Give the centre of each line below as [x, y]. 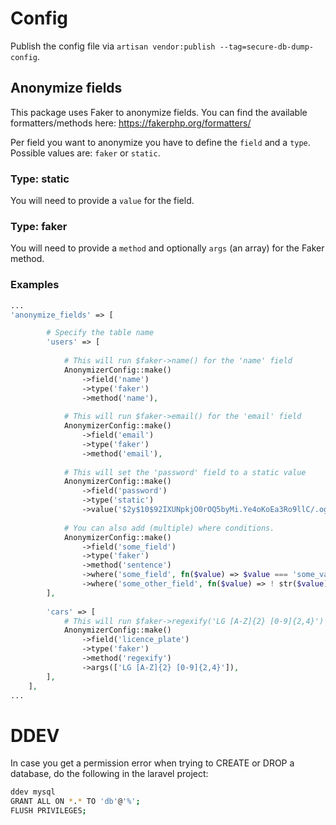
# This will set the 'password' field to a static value [185, 472]
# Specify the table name [100, 333]
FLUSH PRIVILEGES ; [48, 811]
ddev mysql [33, 792]
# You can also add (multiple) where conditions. [169, 528]
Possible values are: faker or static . [85, 153]
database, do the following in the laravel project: [109, 774]
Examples [35, 285]
